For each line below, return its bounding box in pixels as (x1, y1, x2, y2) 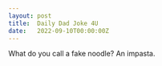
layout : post (8, 11, 52, 20)
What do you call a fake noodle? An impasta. (8, 49, 156, 59)
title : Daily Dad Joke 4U (8, 19, 99, 27)
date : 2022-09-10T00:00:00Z (8, 27, 110, 35)
